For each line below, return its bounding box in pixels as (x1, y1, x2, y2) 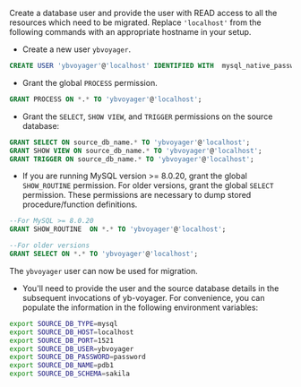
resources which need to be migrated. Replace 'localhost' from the (9, 17, 262, 28)
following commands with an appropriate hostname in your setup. (9, 27, 252, 37)
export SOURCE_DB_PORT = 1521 (9, 336, 115, 345)
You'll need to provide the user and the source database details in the (21, 282, 279, 294)
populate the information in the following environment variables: (21, 302, 258, 313)
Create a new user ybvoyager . (21, 44, 132, 55)
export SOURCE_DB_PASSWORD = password (9, 353, 146, 362)
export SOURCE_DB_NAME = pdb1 (9, 361, 115, 370)
